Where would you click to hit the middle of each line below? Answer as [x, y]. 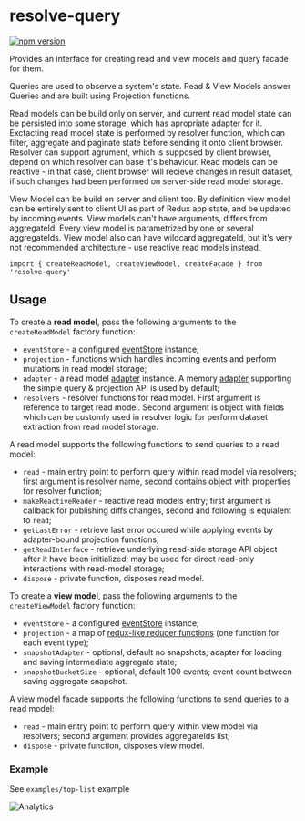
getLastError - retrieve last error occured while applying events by [147, 529]
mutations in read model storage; [85, 368]
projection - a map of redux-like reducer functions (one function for [151, 632]
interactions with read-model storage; [94, 568]
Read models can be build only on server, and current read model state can [151, 113]
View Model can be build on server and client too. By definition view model [150, 199]
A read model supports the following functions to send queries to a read [144, 444]
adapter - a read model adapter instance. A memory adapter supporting [157, 378]
